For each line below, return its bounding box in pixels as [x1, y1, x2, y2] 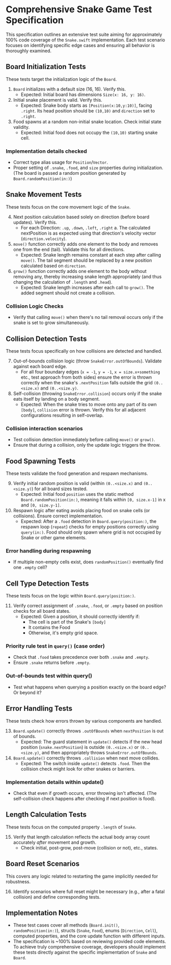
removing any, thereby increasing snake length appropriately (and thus [13, 273, 162, 280]
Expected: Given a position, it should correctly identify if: [20, 613, 140, 619]
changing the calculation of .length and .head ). [13, 279, 112, 285]
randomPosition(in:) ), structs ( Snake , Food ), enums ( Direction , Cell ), [13, 928, 158, 934]
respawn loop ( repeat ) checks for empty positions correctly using [20, 524, 159, 530]
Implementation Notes [6, 908, 78, 917]
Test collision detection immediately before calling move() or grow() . [13, 436, 155, 443]
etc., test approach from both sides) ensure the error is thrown [20, 374, 152, 380]
